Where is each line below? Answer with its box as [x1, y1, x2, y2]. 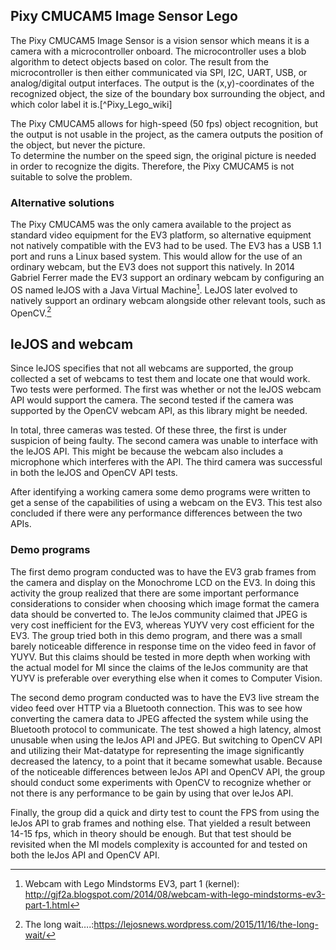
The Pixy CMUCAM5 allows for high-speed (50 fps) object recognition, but [10, 117, 318, 129]
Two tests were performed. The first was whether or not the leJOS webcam [10, 384, 322, 396]
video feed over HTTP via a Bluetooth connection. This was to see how [10, 702, 303, 714]
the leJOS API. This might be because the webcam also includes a [10, 445, 284, 458]
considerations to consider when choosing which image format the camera [10, 597, 320, 609]
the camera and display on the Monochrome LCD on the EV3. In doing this [10, 576, 316, 588]
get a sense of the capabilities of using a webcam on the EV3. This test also [10, 497, 323, 509]
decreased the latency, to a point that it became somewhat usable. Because [10, 755, 323, 767]
